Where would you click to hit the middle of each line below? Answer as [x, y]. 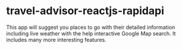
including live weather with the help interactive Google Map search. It [91, 33]
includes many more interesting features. [57, 40]
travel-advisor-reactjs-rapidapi [85, 11]
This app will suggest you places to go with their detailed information [91, 27]
